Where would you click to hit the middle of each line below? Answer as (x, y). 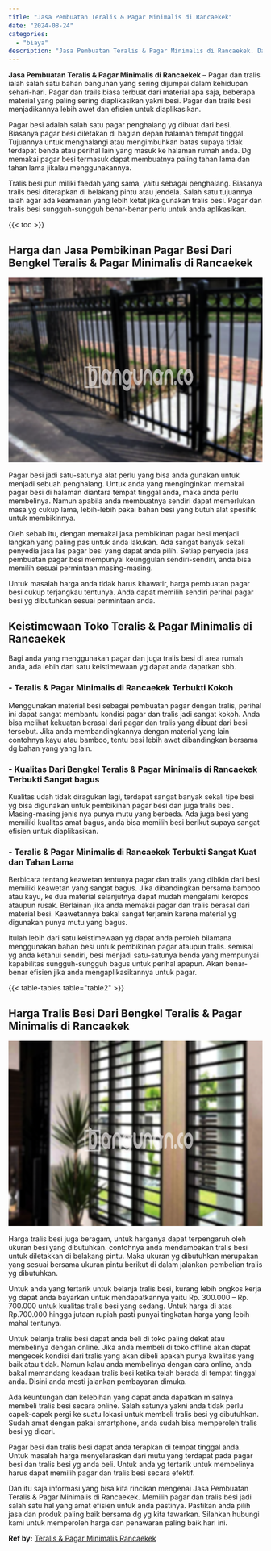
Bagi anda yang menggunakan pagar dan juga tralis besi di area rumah (126, 658)
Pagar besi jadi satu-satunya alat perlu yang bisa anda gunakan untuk (124, 475)
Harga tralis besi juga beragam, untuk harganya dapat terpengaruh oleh (127, 1239)
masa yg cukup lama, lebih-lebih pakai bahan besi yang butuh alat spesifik (132, 510)
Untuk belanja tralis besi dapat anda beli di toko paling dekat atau (117, 1338)
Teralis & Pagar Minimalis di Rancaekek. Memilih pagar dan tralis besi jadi (130, 1497)
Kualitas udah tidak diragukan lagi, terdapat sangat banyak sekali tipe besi (131, 796)
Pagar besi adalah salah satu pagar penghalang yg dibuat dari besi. (120, 125)
